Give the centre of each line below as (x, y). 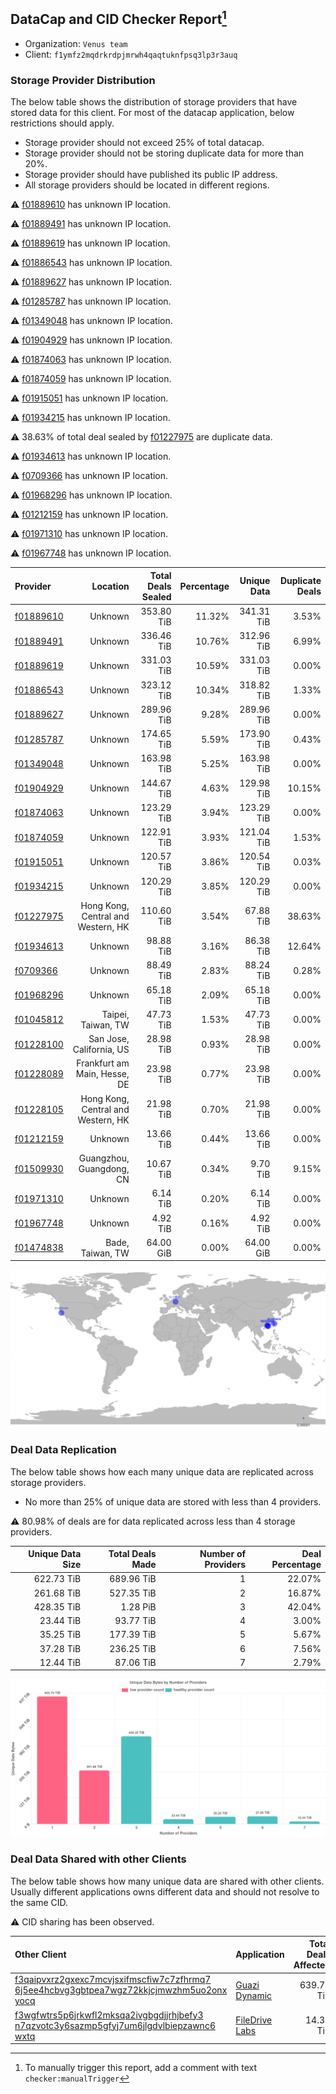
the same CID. (39, 1902)
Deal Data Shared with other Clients (98, 1859)
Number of (223, 1554)
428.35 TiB (57, 1606)
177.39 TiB (133, 1635)
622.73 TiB (57, 1579)
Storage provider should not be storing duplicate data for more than (164, 153)
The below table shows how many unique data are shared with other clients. (167, 1881)
